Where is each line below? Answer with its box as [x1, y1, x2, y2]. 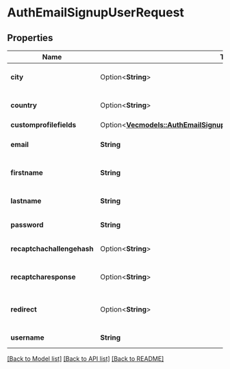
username [10, 333, 44, 342]
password [10, 220, 44, 230]
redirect [10, 305, 38, 314]
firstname [10, 168, 43, 177]
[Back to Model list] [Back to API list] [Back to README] [7, 355, 164, 363]
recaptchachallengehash [10, 244, 94, 254]
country [10, 100, 38, 110]
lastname [10, 196, 42, 206]
